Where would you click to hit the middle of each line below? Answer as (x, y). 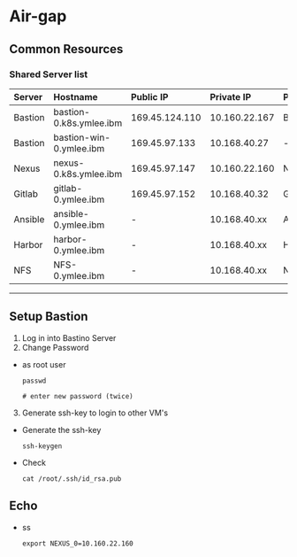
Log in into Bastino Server (69, 337)
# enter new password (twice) (78, 396)
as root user (44, 364)
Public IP (150, 97)
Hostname (76, 97)
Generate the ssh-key (61, 429)
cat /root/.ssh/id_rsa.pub (72, 479)
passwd (34, 381)
